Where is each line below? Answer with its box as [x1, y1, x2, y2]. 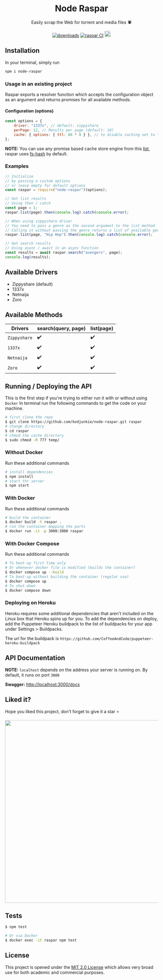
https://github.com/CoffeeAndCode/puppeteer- [60, 636, 154, 641]
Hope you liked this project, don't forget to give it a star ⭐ [5, 709, 120, 715]
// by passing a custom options [5, 178, 70, 183]
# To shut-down [5, 583, 36, 588]
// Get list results [5, 196, 47, 201]
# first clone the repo [5, 415, 53, 420]
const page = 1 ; [5, 206, 38, 210]
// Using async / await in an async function [5, 245, 98, 251]
